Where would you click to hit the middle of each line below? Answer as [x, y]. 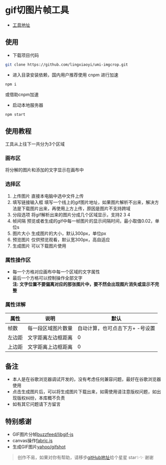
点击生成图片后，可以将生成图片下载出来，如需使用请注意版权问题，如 [84, 392]
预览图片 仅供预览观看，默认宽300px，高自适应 [61, 239]
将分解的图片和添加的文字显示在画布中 [44, 170]
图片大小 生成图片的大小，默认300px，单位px [59, 233]
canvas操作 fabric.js [32, 441]
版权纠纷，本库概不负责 [41, 398]
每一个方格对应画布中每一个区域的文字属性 [56, 272]
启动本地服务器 [28, 105]
